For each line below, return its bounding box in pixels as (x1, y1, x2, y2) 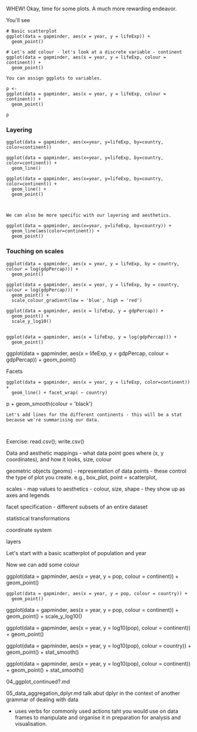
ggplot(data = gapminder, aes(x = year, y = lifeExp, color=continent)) (6, 379, 190, 385)
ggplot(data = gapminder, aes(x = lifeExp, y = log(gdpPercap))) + (6, 334, 177, 340)
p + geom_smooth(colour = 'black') (6, 400, 93, 407)
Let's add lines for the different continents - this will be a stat (6, 412, 183, 418)
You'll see (6, 17, 30, 23)
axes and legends (6, 491, 49, 498)
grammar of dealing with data (6, 696, 79, 703)
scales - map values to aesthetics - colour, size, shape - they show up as (6, 485, 186, 492)
